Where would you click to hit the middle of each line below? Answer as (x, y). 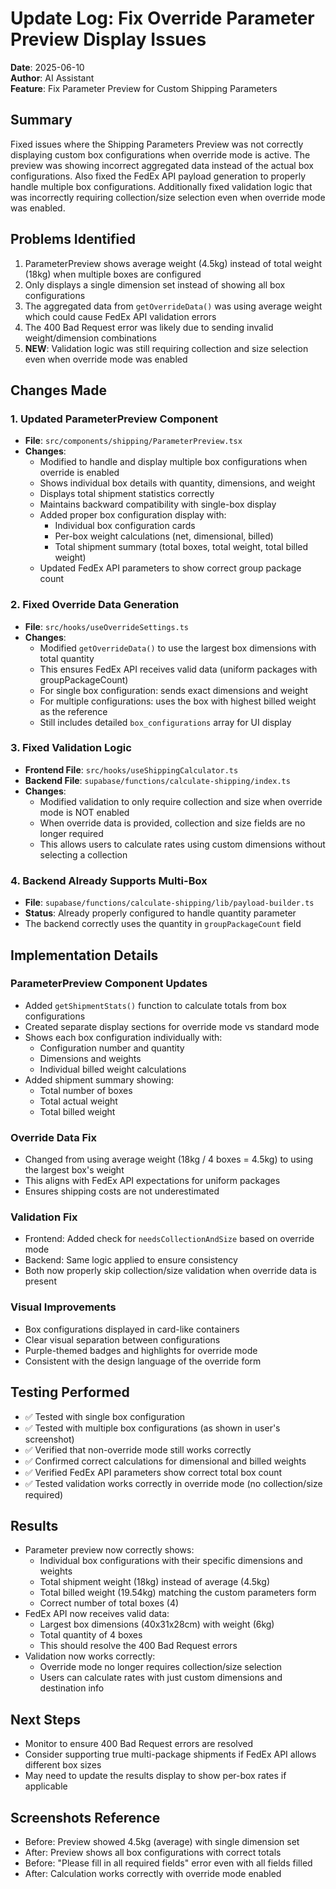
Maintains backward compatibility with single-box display (158, 504)
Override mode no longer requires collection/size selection (161, 1667)
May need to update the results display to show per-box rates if (155, 1776)
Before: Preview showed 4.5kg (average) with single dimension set (162, 1841)
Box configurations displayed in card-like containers (132, 1329)
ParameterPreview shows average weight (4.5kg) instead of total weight (173, 263)
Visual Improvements (63, 1307)
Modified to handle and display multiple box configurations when (173, 462)
